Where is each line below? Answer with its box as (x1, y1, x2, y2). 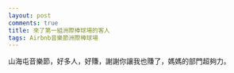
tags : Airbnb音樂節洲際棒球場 (8, 33, 99, 42)
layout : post (8, 11, 52, 20)
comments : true (8, 19, 59, 27)
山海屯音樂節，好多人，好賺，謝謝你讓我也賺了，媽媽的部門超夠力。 (8, 56, 231, 66)
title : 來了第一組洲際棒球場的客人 (8, 26, 110, 34)
